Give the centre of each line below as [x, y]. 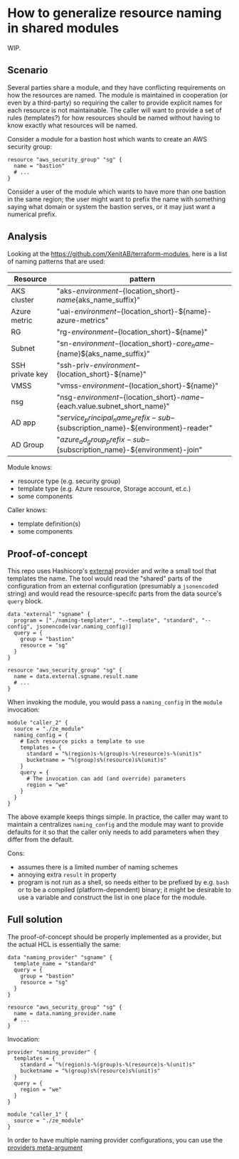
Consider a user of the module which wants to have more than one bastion [117, 191]
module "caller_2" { [38, 723]
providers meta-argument [45, 1148]
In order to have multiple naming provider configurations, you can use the [115, 1140]
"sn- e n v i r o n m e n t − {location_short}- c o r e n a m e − [136, 344]
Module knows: [30, 467]
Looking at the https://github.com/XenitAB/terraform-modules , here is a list [117, 253]
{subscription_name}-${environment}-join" [129, 450]
